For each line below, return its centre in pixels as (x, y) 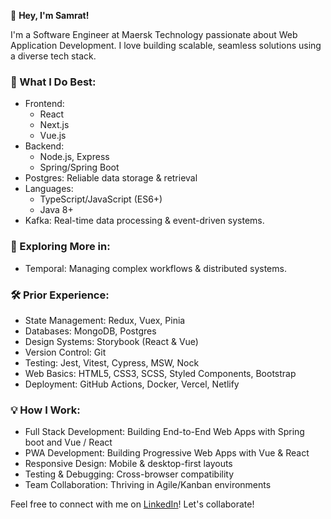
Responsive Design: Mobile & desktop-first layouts (128, 464)
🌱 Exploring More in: (60, 247)
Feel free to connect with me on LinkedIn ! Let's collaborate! (132, 504)
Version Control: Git (65, 352)
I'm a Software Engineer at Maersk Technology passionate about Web (154, 34)
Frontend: (44, 104)
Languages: (49, 189)
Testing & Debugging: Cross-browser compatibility (129, 474)
